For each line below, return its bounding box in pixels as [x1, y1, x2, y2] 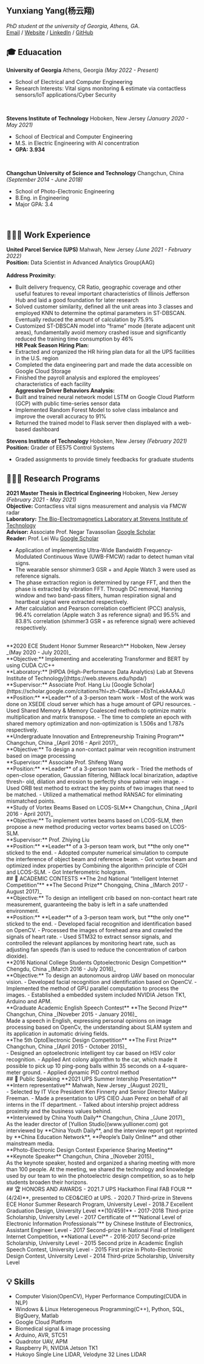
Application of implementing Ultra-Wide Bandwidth [15, 547, 143, 554]
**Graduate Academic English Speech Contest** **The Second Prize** [6, 1004, 188, 1011]
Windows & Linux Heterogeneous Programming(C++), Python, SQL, [15, 1306, 185, 1313]
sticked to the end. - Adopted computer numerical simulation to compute [6, 849, 189, 856]
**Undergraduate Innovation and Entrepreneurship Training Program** [6, 733, 185, 740]
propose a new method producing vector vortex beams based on [6, 823, 169, 831]
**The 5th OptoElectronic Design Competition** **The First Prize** [6, 1036, 177, 1044]
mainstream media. [6, 1140, 55, 1148]
